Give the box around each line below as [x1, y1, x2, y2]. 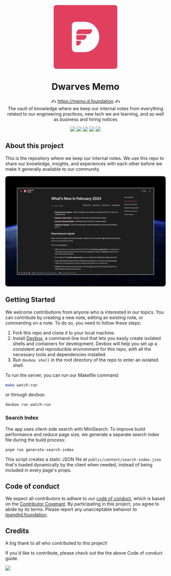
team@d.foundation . [5, 512, 48, 518]
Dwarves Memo [51, 81, 120, 93]
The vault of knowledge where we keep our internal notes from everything [7, 105, 164, 112]
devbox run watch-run [5, 402, 51, 407]
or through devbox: [5, 391, 46, 398]
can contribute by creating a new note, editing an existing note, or [5, 314, 144, 321]
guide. [5, 556, 19, 562]
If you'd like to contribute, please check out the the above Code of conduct [5, 550, 163, 556]
